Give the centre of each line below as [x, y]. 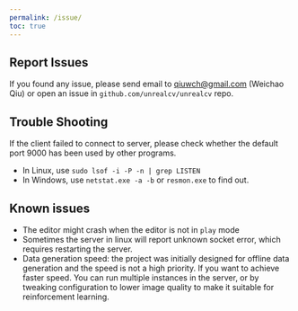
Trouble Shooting [59, 122]
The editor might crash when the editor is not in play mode [131, 229]
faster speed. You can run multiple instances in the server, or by [140, 277]
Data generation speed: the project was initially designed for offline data [156, 258]
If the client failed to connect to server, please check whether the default [144, 144]
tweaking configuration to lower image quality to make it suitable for [148, 287]
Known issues [50, 208]
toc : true [28, 26]
